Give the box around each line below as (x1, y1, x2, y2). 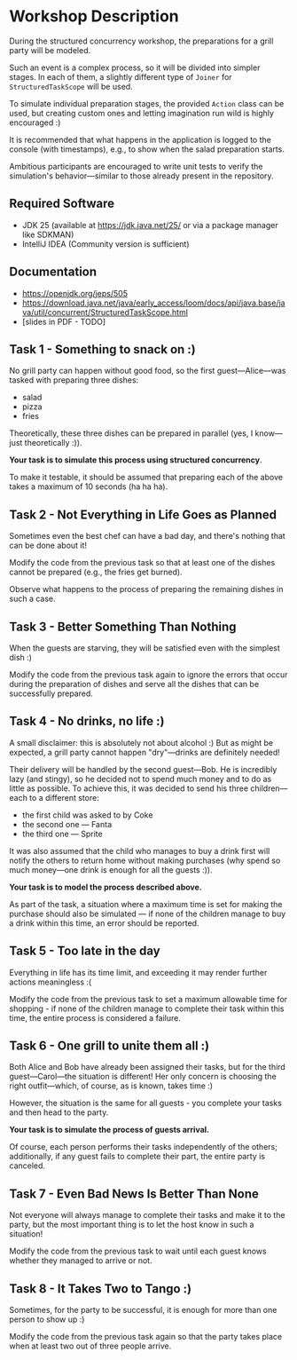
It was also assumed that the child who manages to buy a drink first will (9, 845, 270, 856)
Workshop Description (9, 6, 179, 27)
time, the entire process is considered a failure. (9, 1012, 182, 1023)
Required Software (9, 196, 115, 211)
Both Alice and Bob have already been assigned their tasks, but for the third (9, 1062, 285, 1072)
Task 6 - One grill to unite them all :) (9, 1039, 210, 1054)
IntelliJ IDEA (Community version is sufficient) (21, 238, 190, 249)
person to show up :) (9, 1314, 85, 1324)
